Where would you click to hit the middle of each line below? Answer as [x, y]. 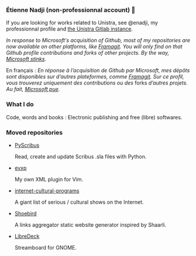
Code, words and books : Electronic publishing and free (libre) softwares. [94, 117]
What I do [20, 105]
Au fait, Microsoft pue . [33, 89]
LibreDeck [27, 236]
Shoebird [25, 213]
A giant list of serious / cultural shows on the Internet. [79, 202]
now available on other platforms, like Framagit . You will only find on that [94, 46]
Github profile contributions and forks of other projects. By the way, [88, 53]
